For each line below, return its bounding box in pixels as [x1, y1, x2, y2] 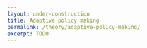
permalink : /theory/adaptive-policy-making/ [7, 23, 141, 30]
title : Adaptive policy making [7, 17, 100, 24]
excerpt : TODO [7, 30, 49, 37]
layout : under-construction [7, 10, 90, 18]
